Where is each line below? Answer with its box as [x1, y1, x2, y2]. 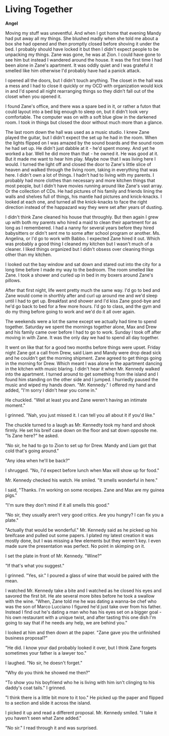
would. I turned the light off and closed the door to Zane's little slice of [5, 161, 151, 167]
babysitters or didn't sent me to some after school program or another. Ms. [5, 230, 160, 236]
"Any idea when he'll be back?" [5, 457, 70, 463]
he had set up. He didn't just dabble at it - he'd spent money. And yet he [5, 145, 155, 151]
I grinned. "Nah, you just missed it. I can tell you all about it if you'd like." [5, 412, 155, 418]
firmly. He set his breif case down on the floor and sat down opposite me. [5, 427, 158, 433]
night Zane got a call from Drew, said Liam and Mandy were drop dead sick [5, 349, 161, 355]
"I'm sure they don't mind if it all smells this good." [5, 502, 110, 508]
